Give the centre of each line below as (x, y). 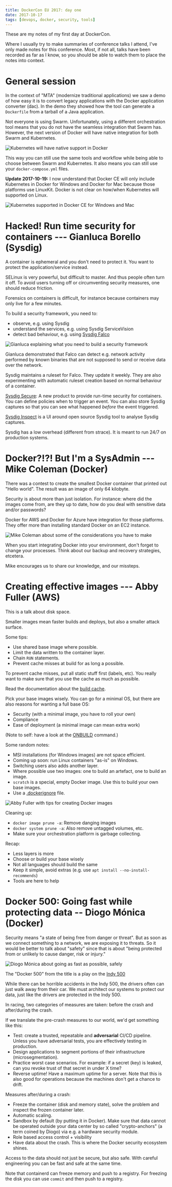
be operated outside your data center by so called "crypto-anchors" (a (88, 1126)
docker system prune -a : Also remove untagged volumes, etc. (78, 828)
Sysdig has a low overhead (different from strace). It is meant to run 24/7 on (86, 432)
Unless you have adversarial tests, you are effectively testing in (80, 1041)
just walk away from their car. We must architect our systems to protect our (85, 989)
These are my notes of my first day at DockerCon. (58, 34)
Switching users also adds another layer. (56, 766)
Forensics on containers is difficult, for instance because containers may (82, 298)
